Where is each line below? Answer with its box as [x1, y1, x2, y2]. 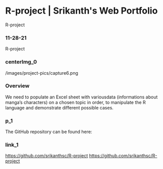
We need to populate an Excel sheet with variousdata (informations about [5, 94, 158, 100]
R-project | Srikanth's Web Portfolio [5, 5, 158, 17]
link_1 [5, 141, 19, 148]
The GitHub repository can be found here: [5, 129, 92, 135]
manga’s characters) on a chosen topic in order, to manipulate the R [5, 99, 146, 105]
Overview [5, 82, 30, 89]
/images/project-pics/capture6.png [5, 70, 78, 76]
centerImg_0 [5, 59, 37, 66]
